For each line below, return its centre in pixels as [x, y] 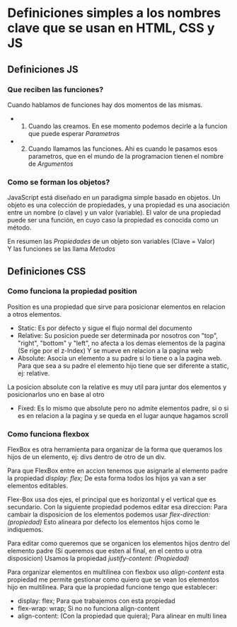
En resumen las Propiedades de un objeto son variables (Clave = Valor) [111, 242]
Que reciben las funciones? [56, 89]
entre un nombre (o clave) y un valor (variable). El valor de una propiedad [114, 213]
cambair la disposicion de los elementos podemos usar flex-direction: [109, 514]
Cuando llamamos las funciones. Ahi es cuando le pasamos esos [123, 148]
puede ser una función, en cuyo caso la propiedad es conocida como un [113, 220]
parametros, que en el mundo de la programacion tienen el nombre [126, 156]
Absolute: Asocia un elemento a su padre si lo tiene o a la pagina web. [120, 358]
